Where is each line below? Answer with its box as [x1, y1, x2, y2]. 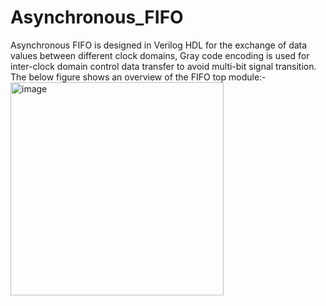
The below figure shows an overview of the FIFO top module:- [10, 71, 267, 83]
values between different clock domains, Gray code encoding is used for [10, 49, 310, 61]
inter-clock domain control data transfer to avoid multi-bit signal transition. [10, 60, 317, 72]
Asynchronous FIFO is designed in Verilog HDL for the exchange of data [10, 39, 308, 51]
